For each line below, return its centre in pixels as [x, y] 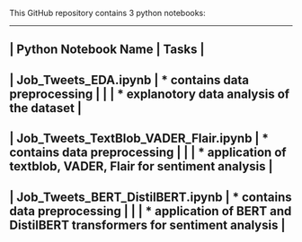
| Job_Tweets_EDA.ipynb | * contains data [129, 80]
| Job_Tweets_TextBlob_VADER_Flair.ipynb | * [139, 138]
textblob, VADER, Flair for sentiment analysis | [141, 166]
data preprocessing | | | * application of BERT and [151, 211]
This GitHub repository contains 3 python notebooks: [108, 13]
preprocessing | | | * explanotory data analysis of [150, 94]
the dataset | [46, 108]
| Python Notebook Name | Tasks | [107, 50]
